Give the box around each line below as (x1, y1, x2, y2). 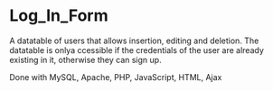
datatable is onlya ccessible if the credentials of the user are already (9, 44, 265, 55)
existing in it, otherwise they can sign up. (9, 54, 162, 65)
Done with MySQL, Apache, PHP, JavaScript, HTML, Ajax (9, 71, 222, 82)
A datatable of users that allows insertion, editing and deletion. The (9, 35, 259, 46)
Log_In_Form (9, 5, 108, 26)
